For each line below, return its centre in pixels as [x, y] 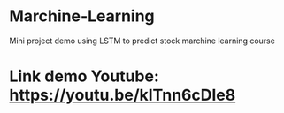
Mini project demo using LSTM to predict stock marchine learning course [142, 41]
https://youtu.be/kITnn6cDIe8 [123, 95]
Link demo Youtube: [84, 76]
